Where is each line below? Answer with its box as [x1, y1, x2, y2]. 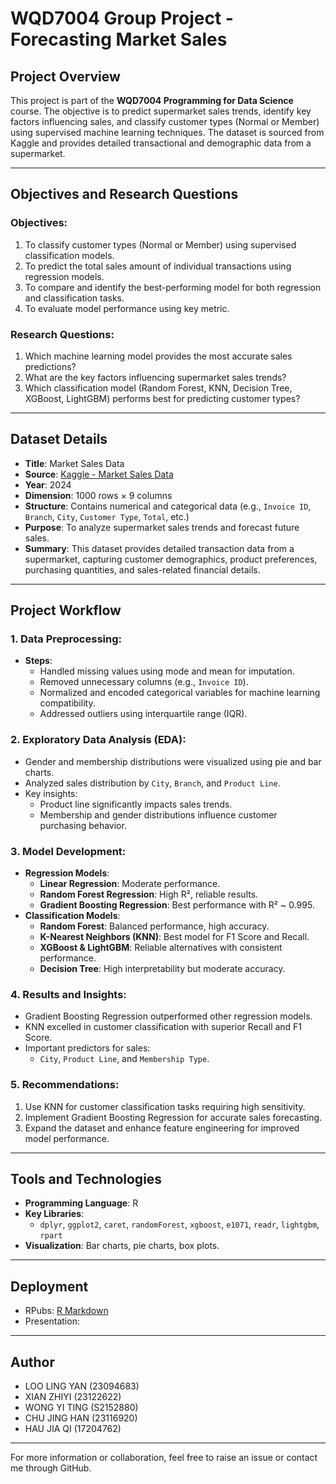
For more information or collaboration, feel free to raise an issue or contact [10, 1452, 318, 1464]
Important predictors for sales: [24, 1042, 151, 1054]
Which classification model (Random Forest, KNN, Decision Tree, [24, 382, 293, 394]
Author [10, 1353, 55, 1371]
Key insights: [24, 787, 78, 799]
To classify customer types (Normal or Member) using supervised [24, 238, 297, 251]
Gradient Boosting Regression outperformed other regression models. [24, 1010, 313, 1022]
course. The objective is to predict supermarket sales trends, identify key [10, 105, 312, 117]
